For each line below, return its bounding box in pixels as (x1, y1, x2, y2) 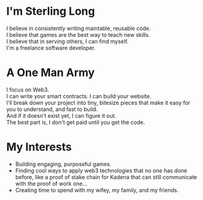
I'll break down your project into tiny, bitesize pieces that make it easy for (6, 99, 191, 106)
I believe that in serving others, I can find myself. (6, 37, 129, 45)
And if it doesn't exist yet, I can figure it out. (6, 112, 117, 119)
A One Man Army (6, 66, 95, 80)
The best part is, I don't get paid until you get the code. (6, 118, 146, 126)
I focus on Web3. (6, 86, 50, 93)
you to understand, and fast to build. (6, 106, 98, 113)
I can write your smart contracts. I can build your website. (6, 92, 152, 99)
